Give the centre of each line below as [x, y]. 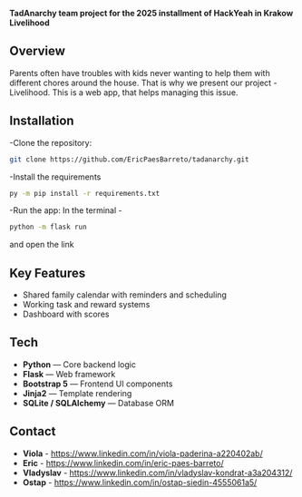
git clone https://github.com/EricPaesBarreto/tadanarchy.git [129, 159]
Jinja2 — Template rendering [77, 393]
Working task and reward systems [86, 305]
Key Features [48, 273]
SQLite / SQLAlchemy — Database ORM [98, 403]
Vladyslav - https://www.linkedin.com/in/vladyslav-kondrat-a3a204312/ [157, 473]
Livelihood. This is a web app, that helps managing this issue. [124, 92]
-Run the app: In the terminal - [66, 210]
